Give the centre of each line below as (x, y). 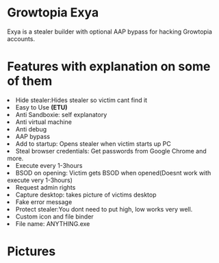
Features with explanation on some (109, 67)
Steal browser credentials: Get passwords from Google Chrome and (111, 151)
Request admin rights (46, 187)
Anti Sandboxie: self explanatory (62, 114)
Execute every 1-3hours (49, 165)
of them (30, 81)
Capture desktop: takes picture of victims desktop (86, 195)
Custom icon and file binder (55, 216)
